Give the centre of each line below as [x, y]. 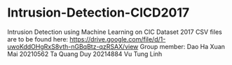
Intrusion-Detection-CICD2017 [98, 13]
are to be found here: [38, 39]
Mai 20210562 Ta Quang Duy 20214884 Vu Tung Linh [85, 54]
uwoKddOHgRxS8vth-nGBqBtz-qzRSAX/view [73, 46]
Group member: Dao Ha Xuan [183, 46]
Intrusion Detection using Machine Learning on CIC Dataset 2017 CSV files [115, 32]
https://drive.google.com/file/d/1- [118, 39]
